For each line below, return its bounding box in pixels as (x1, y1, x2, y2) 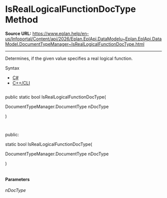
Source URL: (5, 30, 31, 36)
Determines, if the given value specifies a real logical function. (5, 55, 133, 61)
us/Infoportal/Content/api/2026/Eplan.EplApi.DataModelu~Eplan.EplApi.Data (5, 36, 162, 42)
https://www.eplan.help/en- (32, 30, 89, 36)
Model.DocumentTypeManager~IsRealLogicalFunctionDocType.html (5, 41, 145, 47)
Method (5, 14, 38, 25)
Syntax (5, 65, 20, 71)
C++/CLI (12, 80, 30, 86)
